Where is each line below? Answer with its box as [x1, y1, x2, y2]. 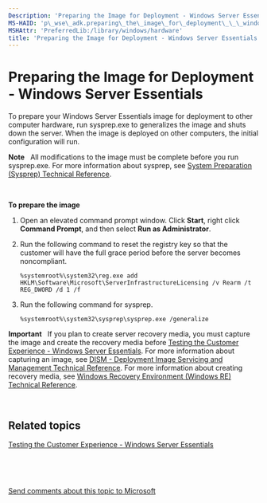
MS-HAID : [8, 19, 37, 27]
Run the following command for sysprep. [19, 300, 153, 309]
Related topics [8, 419, 81, 432]
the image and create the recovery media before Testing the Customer [8, 338, 239, 348]
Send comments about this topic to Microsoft [8, 486, 157, 495]
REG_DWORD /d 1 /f [19, 286, 81, 294]
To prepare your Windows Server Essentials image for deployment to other [8, 112, 253, 121]
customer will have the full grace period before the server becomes [19, 248, 241, 257]
